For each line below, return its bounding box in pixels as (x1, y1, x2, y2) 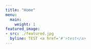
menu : (5, 12, 17, 17)
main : (10, 17, 22, 22)
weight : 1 (14, 21, 36, 27)
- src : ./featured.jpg (5, 31, 54, 36)
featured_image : (5, 27, 40, 32)
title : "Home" (5, 7, 36, 13)
